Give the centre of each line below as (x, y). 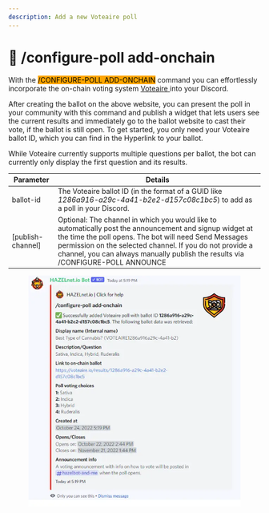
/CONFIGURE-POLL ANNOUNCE (112, 262)
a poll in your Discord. (94, 208)
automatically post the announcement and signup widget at (156, 228)
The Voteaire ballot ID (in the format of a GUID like (140, 192)
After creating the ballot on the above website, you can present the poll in (129, 103)
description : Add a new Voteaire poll (73, 17)
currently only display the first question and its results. (98, 162)
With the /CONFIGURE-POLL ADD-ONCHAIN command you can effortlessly (133, 79)
